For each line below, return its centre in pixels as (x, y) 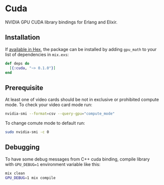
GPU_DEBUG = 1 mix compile (30, 178)
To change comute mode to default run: (45, 123)
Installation (23, 37)
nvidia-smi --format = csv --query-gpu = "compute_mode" (60, 114)
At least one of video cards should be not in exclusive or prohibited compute (82, 100)
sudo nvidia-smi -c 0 (27, 132)
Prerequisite (24, 88)
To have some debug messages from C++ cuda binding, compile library (78, 159)
